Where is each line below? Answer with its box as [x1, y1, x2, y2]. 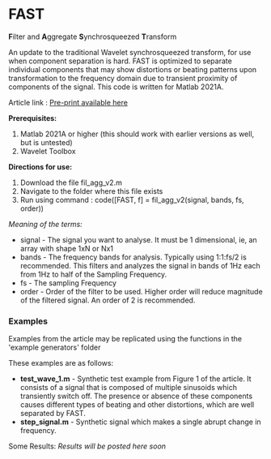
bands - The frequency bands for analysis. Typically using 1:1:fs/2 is [19, 252, 247, 262]
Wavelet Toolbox [19, 146, 76, 156]
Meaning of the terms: [8, 219, 83, 229]
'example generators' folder [8, 342, 101, 353]
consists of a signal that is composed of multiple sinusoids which [19, 383, 237, 393]
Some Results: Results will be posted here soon [8, 441, 167, 451]
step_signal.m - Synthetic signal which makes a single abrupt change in [19, 417, 261, 427]
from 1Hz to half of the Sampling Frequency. [19, 269, 167, 279]
